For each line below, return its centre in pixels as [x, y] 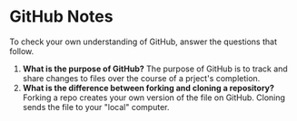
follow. [22, 51]
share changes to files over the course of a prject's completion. [141, 78]
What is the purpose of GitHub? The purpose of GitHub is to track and [155, 69]
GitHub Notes [61, 17]
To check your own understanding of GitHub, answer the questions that [143, 42]
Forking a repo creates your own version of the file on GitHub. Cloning [154, 98]
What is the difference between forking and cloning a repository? [148, 88]
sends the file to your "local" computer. [96, 107]
